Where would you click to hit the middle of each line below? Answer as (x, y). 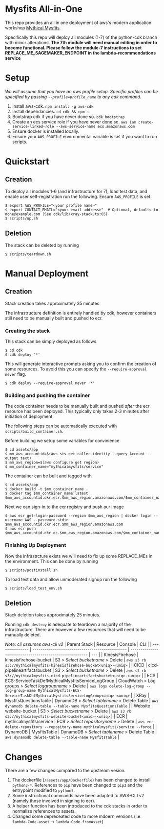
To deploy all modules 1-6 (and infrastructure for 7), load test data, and (76, 191)
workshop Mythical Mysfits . (33, 27)
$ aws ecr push (20, 529)
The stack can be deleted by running (42, 245)
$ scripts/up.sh (21, 218)
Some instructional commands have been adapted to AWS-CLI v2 (78, 796)
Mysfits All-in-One (44, 9)
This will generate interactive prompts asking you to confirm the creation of (81, 364)
